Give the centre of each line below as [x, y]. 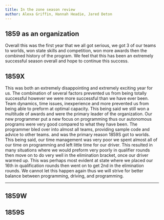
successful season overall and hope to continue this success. [67, 61]
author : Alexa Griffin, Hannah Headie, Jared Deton [59, 14]
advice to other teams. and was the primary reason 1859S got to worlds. [78, 135]
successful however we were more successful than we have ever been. [77, 98]
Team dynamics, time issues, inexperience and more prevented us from [77, 104]
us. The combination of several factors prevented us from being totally [76, 93]
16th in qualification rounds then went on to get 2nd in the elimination [74, 165]
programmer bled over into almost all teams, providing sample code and [77, 129]
